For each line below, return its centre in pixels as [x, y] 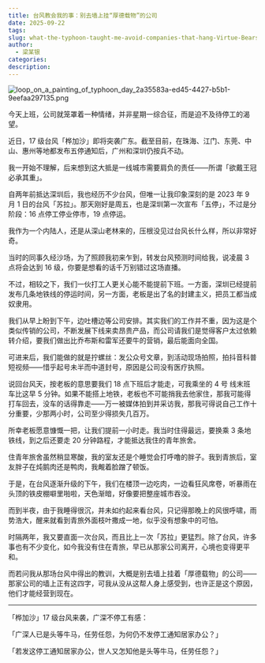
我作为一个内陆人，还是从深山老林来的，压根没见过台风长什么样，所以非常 [129, 231]
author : [21, 45]
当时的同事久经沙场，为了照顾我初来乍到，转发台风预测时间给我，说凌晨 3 [129, 257]
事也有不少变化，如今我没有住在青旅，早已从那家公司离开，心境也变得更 [125, 547]
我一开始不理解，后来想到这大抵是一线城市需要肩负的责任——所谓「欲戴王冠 [132, 168]
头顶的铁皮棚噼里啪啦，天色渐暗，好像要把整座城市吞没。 [101, 493]
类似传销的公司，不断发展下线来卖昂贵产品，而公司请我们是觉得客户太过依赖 [132, 330]
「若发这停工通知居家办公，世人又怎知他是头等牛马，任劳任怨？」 [115, 651]
